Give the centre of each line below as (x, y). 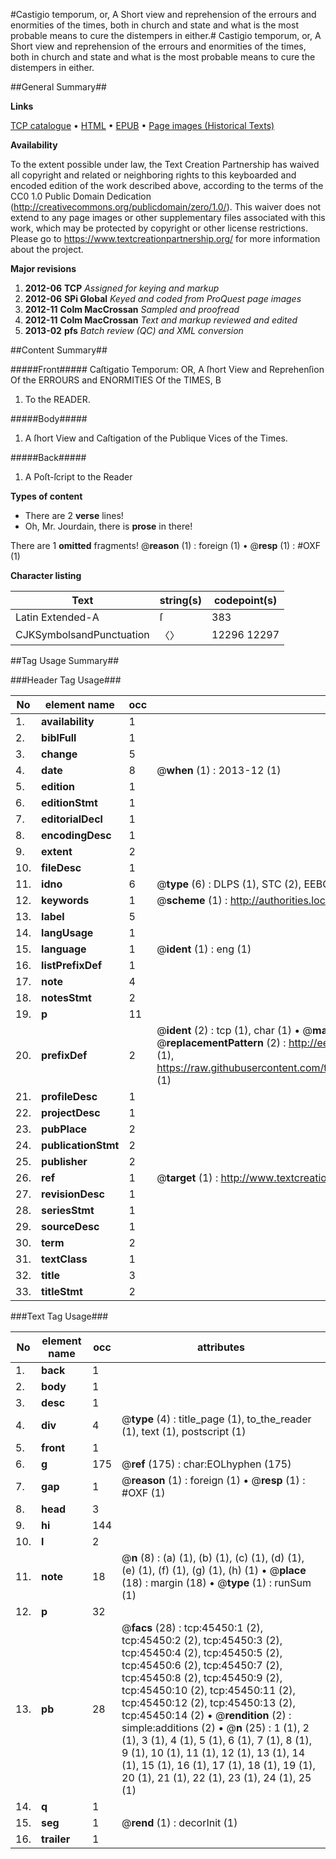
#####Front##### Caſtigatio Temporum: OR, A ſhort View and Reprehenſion (167, 369)
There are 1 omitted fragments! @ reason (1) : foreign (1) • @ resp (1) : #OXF (166, 545)
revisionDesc (73, 1194)
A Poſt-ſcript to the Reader (78, 477)
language (64, 949)
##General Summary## (58, 87)
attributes (221, 1347)
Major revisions (43, 268)
